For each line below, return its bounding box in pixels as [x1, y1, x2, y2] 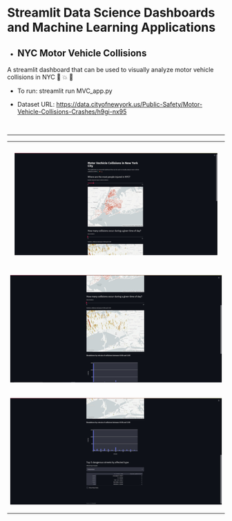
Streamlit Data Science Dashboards [7, 5, 215, 21]
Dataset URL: [17, 100, 55, 108]
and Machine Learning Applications [7, 19, 216, 35]
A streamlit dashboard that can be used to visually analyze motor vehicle [7, 66, 214, 73]
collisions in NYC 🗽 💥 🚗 [7, 73, 74, 81]
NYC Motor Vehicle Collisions [17, 47, 147, 59]
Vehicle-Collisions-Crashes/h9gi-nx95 [17, 107, 127, 116]
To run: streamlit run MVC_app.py [17, 87, 113, 95]
